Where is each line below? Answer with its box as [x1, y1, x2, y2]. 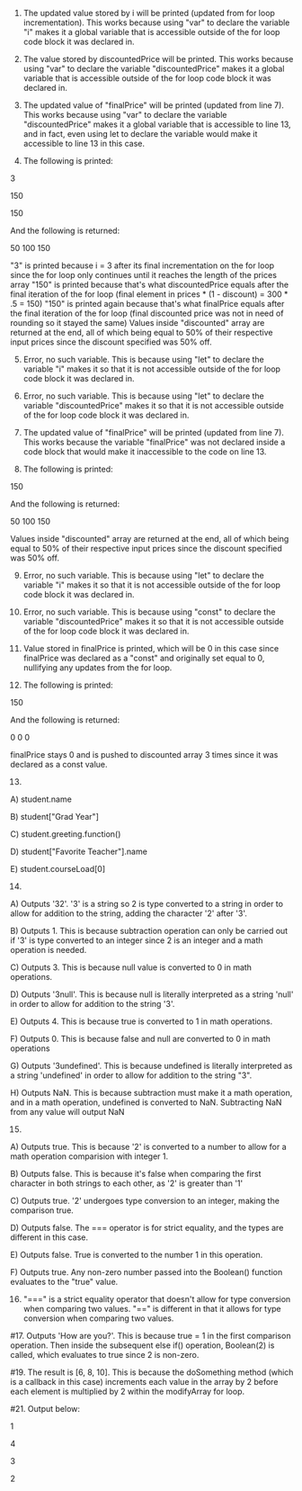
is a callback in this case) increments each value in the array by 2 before [10, 1377, 279, 1387]
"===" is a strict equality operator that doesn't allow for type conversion [22, 1294, 291, 1304]
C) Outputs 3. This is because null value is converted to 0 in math [10, 962, 253, 973]
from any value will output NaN [10, 1107, 125, 1117]
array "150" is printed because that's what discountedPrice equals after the [10, 279, 289, 290]
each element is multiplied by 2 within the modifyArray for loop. [10, 1386, 245, 1397]
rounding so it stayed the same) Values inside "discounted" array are [10, 318, 265, 328]
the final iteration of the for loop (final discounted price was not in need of [10, 308, 284, 319]
